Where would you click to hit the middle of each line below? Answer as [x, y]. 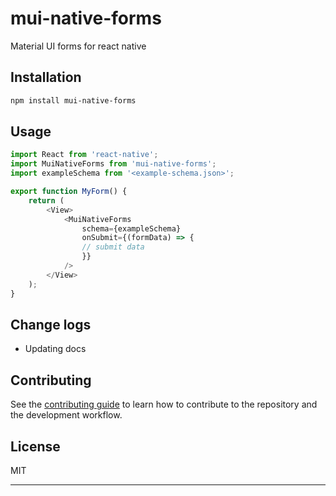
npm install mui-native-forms [73, 100]
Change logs [51, 324]
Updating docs [55, 349]
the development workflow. [66, 415]
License [35, 446]
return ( [46, 200]
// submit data [113, 247]
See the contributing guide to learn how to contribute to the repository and [164, 404]
